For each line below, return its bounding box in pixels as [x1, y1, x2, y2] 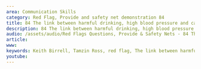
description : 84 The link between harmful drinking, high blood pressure [6, 25, 194, 32]
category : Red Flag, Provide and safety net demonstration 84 [6, 14, 165, 20]
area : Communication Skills [6, 8, 77, 15]
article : [6, 37, 28, 43]
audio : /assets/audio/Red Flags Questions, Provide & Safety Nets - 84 [6, 31, 188, 37]
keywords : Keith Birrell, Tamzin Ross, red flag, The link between [6, 48, 178, 54]
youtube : [6, 53, 28, 59]
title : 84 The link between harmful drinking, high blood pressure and [6, 20, 188, 26]
